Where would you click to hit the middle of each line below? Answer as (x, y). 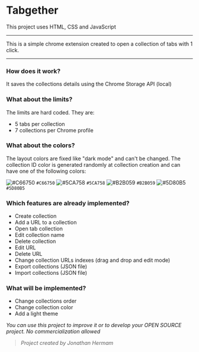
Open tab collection (39, 229)
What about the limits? (39, 100)
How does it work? (33, 71)
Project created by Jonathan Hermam (67, 343)
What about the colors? (41, 145)
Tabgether (32, 10)
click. (13, 50)
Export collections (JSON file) (51, 267)
